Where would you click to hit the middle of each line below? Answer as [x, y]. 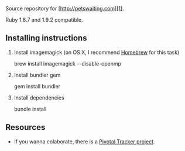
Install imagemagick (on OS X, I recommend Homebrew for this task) [97, 52]
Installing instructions [46, 38]
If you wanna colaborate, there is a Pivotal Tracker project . [85, 141]
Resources [25, 127]
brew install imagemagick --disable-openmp [67, 63]
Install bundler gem [37, 75]
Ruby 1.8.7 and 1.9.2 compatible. [44, 20]
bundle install [30, 109]
